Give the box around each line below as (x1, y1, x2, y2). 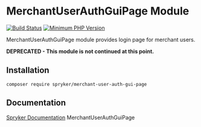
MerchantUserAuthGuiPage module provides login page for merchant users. (6, 36, 196, 43)
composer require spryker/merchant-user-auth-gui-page (6, 81, 147, 87)
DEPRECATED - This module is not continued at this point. (6, 47, 155, 55)
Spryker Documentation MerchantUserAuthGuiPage (6, 114, 135, 121)
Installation (6, 65, 49, 76)
